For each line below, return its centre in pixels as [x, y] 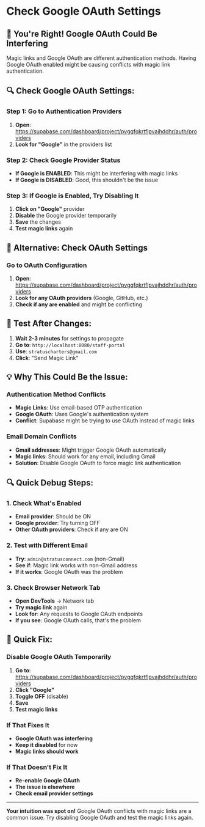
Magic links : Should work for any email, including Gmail [85, 456]
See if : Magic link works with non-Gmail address [76, 565]
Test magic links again [44, 229]
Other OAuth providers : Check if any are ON [71, 529]
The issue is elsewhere [45, 787]
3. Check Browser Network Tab [53, 587]
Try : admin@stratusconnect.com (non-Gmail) [70, 559]
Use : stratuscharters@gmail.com [56, 351]
